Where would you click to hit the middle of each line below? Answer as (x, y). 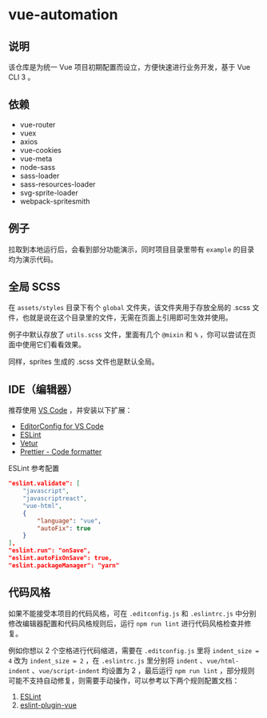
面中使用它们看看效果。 (47, 345)
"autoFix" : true (64, 528)
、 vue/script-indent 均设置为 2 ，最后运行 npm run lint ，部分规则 (143, 670)
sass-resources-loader (58, 184)
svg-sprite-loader (49, 192)
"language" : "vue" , (70, 521)
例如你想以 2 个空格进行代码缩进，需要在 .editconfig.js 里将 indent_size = (134, 650)
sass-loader (40, 175)
